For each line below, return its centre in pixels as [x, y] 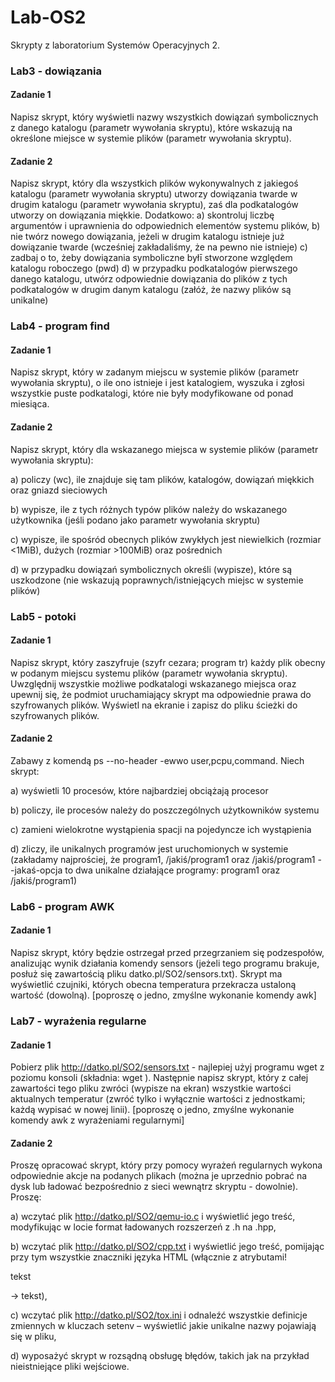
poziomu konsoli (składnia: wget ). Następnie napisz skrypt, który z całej [159, 1078]
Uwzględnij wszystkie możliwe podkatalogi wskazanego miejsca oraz [153, 683]
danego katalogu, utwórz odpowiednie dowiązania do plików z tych [149, 279]
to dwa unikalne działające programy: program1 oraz [172, 870]
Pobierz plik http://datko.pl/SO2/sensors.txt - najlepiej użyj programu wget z [167, 1067]
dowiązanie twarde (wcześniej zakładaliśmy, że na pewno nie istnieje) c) [159, 247]
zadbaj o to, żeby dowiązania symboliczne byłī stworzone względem [151, 258]
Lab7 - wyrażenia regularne [78, 1021]
